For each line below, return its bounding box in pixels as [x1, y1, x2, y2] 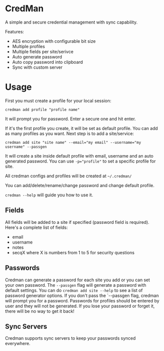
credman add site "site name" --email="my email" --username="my [5, 140, 141, 145]
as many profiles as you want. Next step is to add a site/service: [5, 131, 134, 136]
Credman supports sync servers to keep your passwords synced [5, 335, 136, 341]
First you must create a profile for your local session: [5, 98, 112, 104]
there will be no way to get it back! [5, 308, 75, 314]
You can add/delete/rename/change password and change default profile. [5, 182, 155, 188]
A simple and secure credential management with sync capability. [5, 19, 138, 25]
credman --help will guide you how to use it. [5, 192, 94, 198]
